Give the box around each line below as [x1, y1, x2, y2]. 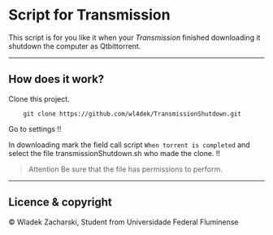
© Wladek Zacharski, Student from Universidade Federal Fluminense [8, 217, 239, 227]
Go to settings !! [8, 124, 62, 133]
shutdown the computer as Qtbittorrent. [8, 41, 141, 50]
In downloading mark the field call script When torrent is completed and [8, 140, 250, 150]
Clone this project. [8, 94, 71, 103]
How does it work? [8, 72, 105, 86]
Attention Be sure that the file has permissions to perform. [28, 164, 223, 174]
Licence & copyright [8, 195, 112, 209]
